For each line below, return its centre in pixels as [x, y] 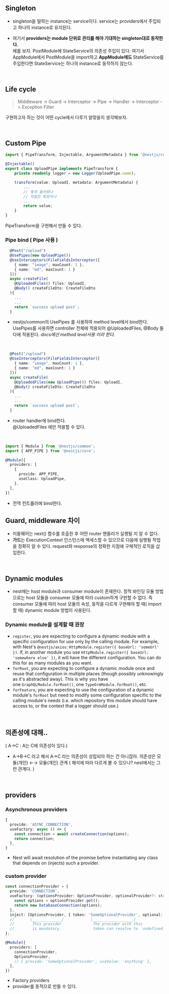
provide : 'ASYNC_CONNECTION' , [41, 824]
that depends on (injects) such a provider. [56, 863]
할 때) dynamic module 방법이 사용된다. [52, 610]
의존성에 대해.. [26, 732]
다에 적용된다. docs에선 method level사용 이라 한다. [64, 335]
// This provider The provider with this [76, 924]
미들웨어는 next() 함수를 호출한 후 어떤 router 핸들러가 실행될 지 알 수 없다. [86, 534]
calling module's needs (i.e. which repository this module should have [85, 700]
